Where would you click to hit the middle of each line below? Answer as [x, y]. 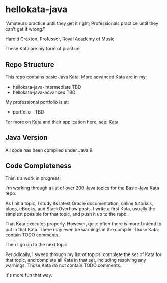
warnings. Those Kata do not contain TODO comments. [63, 265]
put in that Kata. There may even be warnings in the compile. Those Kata [82, 230]
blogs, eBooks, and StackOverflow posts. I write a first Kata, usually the [80, 209]
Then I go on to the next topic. [37, 245]
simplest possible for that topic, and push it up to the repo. [67, 214]
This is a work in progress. [33, 178]
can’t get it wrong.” [25, 29]
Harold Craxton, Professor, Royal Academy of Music [60, 39]
